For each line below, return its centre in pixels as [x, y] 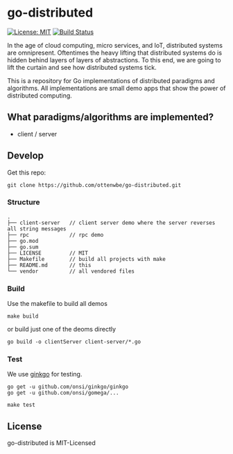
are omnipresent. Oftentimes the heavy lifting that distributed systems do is [115, 53]
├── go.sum [23, 247]
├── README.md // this [49, 265]
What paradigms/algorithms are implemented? [110, 117]
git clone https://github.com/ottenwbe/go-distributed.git [94, 185]
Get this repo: [27, 172]
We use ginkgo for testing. [45, 374]
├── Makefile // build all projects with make [87, 259]
